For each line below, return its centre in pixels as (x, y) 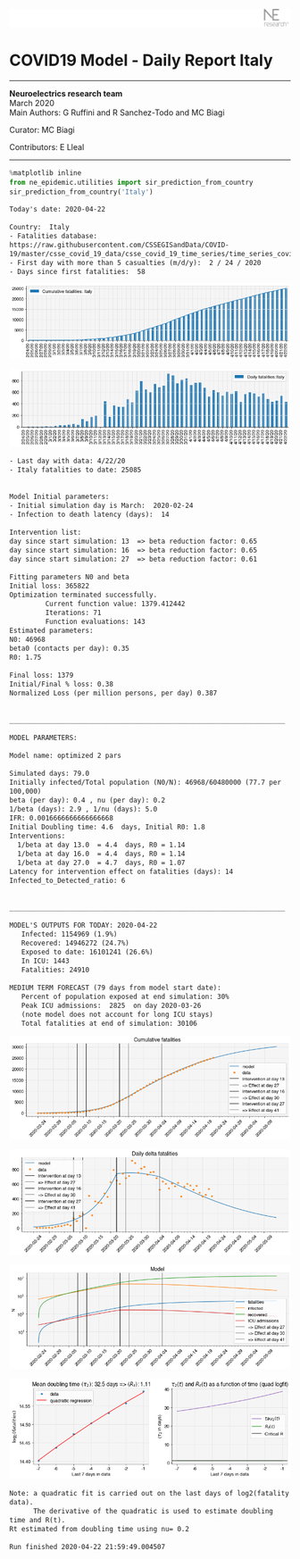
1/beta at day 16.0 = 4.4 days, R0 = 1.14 (101, 854)
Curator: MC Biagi (42, 129)
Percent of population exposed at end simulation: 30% (125, 996)
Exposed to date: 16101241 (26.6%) (87, 952)
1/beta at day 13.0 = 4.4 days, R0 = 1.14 (101, 845)
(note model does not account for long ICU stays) (117, 1014)
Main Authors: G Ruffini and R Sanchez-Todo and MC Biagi (117, 113)
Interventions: (37, 836)
